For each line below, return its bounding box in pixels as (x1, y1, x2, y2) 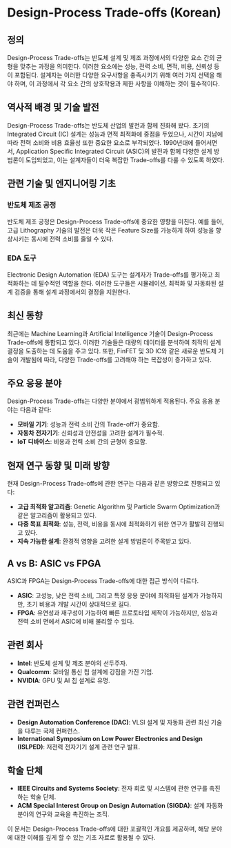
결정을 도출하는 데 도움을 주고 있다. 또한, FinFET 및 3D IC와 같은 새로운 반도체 (7, 346, 217, 355)
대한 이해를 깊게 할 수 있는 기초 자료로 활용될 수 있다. (14, 834, 156, 842)
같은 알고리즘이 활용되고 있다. (17, 511, 97, 520)
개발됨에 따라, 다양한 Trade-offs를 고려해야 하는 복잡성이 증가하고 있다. (19, 355, 212, 364)
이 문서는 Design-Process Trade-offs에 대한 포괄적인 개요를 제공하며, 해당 (7, 825, 210, 833)
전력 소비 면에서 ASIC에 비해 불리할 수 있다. (17, 618, 134, 626)
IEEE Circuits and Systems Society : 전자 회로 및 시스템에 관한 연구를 (17, 785, 208, 793)
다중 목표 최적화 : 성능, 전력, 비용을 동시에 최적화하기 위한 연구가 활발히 (17, 520, 206, 529)
